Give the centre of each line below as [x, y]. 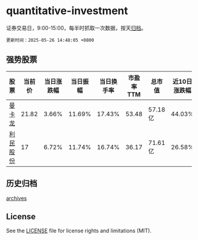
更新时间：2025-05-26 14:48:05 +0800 [50, 40]
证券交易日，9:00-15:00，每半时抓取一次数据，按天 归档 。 [76, 28]
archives [16, 198]
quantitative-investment [67, 11]
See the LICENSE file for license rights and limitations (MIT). [79, 231]
